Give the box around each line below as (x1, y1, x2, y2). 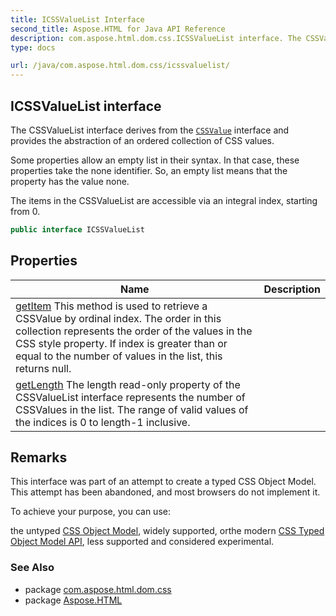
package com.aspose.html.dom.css (24, 583, 172, 595)
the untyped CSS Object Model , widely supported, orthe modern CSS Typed (10, 525, 325, 537)
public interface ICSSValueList (10, 224, 145, 235)
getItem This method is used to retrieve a (15, 299, 208, 313)
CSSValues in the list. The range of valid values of (15, 402, 249, 416)
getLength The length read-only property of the (15, 377, 241, 391)
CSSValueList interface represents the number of (15, 390, 246, 404)
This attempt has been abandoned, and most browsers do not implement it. (10, 486, 321, 498)
